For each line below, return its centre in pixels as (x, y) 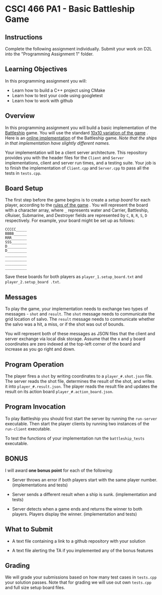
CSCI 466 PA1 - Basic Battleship (70, 9)
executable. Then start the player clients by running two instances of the (77, 424)
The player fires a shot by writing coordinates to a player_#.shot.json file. (79, 376)
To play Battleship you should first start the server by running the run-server (81, 418)
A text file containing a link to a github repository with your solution (79, 541)
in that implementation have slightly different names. (58, 143)
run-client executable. (28, 429)
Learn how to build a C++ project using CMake (59, 90)
